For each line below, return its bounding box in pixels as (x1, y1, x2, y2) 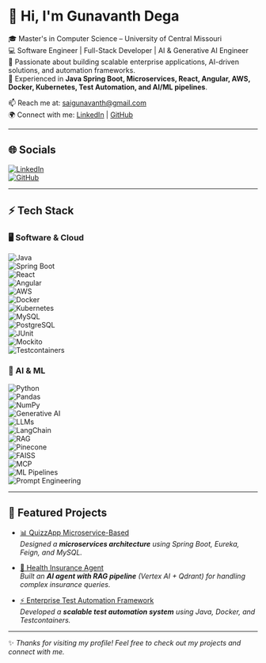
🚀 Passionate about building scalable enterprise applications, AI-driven (8, 57, 240, 66)
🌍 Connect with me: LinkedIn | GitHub (8, 110, 133, 119)
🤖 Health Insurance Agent (19, 563, 104, 572)
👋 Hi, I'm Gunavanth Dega (8, 7, 180, 25)
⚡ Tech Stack (8, 204, 74, 218)
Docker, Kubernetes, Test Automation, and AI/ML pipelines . (8, 82, 208, 92)
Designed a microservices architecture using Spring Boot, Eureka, (19, 539, 240, 548)
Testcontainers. (19, 615, 71, 624)
